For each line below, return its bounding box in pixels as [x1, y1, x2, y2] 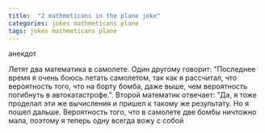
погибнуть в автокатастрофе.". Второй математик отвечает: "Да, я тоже [8, 90, 257, 100]
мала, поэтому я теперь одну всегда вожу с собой [8, 116, 184, 126]
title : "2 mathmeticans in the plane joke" [8, 11, 161, 20]
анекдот [8, 49, 37, 59]
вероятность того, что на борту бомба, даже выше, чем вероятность [8, 81, 248, 91]
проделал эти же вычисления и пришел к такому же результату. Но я [8, 98, 249, 109]
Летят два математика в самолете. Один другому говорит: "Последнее [8, 64, 256, 74]
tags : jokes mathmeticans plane [8, 27, 117, 35]
